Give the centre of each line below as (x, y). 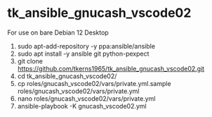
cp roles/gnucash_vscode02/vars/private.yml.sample (94, 83)
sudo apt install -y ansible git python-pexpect (83, 54)
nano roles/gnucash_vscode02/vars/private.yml (86, 98)
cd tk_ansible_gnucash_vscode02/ (67, 76)
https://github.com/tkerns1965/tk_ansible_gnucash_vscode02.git (111, 68)
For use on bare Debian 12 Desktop (58, 32)
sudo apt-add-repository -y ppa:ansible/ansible (86, 46)
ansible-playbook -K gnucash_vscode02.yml (82, 106)
